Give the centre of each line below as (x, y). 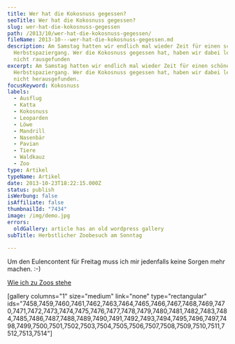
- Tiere (25, 151)
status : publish (31, 190)
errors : (19, 222)
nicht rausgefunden (42, 60)
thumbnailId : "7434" (37, 209)
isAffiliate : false (36, 203)
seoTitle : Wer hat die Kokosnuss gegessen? (72, 20)
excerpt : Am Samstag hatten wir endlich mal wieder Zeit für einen (108, 66)
